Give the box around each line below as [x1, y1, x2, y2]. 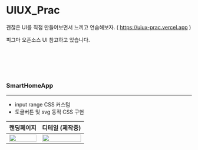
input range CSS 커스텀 [14, 101, 71, 108]
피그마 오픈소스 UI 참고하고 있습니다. [6, 36, 90, 43]
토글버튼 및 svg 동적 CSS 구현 [14, 108, 84, 115]
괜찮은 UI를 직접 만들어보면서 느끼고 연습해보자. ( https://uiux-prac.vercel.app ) [6, 24, 192, 31]
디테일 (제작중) [42, 124, 81, 132]
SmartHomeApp [6, 81, 54, 89]
